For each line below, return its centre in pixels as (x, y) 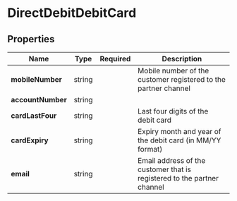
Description (182, 59)
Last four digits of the (173, 111)
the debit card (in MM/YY (179, 140)
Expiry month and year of (179, 132)
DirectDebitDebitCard (72, 13)
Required (115, 59)
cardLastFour (34, 116)
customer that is (164, 169)
